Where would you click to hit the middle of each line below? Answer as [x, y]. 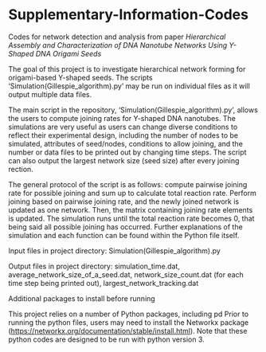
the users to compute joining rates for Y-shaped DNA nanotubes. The [122, 118]
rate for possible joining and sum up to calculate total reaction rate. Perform [133, 193]
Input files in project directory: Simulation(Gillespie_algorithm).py [114, 250]
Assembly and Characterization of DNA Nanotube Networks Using [118, 45]
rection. [21, 169]
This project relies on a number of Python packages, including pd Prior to [129, 314]
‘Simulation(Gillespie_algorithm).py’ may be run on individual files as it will [129, 86]
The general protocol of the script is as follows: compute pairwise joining [128, 184]
